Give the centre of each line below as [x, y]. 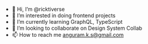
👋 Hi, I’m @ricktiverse [38, 9]
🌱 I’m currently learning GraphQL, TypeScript [67, 22]
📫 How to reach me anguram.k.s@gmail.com [68, 35]
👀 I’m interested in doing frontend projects [64, 15]
